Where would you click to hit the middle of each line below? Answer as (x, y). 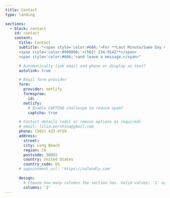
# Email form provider (42, 80)
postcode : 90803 (40, 155)
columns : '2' (37, 187)
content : (24, 38)
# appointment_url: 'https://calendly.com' (65, 169)
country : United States (48, 160)
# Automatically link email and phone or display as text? (82, 66)
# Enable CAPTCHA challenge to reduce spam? (75, 108)
